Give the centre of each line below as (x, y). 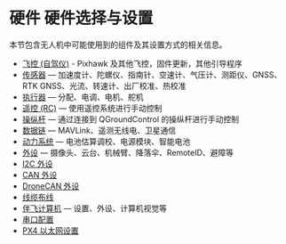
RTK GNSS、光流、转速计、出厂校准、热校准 (104, 85)
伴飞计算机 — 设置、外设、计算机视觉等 (94, 208)
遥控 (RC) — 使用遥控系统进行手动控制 (92, 108)
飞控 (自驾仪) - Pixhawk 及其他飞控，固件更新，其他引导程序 (132, 63)
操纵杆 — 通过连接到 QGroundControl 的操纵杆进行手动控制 (131, 119)
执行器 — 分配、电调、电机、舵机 (83, 97)
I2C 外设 (37, 163)
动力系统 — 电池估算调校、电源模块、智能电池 (106, 141)
